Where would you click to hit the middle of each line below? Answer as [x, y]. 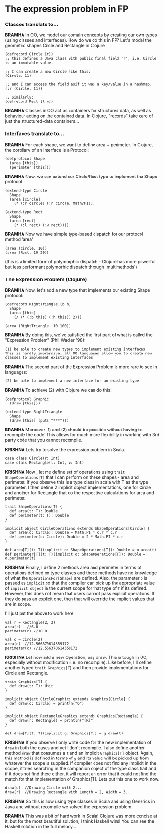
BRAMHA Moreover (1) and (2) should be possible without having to [74, 430]
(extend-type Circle [26, 190]
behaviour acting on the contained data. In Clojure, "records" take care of [79, 116]
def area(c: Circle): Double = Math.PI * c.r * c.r [63, 533]
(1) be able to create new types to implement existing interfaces [75, 349]
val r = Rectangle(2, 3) [30, 623]
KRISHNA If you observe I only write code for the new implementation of [78, 743]
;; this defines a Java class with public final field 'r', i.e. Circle [81, 59]
